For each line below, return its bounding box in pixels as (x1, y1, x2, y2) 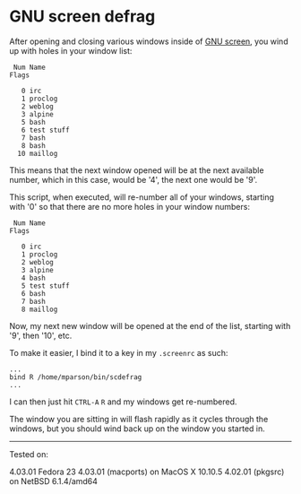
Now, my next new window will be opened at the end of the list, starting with (9, 320, 291, 331)
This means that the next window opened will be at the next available (9, 164, 264, 176)
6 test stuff (21, 126, 70, 134)
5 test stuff (21, 281, 70, 290)
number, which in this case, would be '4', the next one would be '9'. (9, 174, 258, 185)
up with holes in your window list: (9, 45, 133, 56)
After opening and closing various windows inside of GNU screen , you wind (9, 36, 288, 47)
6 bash (21, 289, 47, 298)
